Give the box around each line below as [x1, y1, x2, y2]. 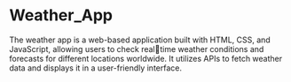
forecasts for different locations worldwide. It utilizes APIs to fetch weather [9, 53, 283, 63]
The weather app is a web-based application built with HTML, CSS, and [9, 34, 271, 45]
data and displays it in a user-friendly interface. [9, 63, 183, 73]
